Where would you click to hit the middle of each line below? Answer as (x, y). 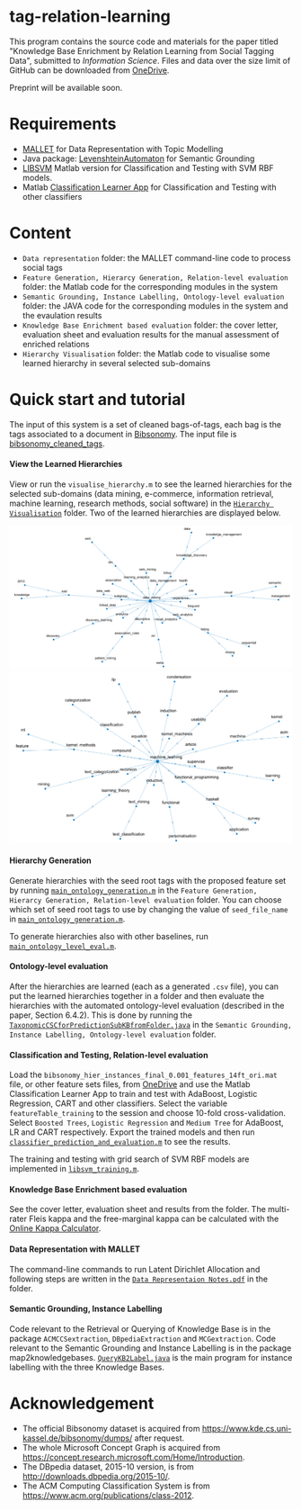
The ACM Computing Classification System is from (116, 1486)
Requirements (63, 124)
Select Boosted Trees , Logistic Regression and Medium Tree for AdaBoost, (147, 1123)
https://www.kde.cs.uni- (247, 1428)
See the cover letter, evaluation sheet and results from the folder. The (138, 1209)
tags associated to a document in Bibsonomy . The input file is (123, 434)
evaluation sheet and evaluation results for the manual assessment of (151, 334)
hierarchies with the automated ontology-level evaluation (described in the (147, 1005)
